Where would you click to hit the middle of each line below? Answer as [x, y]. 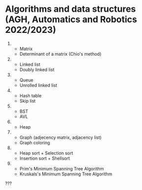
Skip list [28, 101]
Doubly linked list [37, 69]
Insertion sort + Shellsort [45, 158]
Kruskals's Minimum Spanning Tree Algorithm [66, 174]
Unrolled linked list [38, 85]
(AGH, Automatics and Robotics [71, 19]
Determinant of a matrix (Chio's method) [60, 54]
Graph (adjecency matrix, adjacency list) [60, 137]
